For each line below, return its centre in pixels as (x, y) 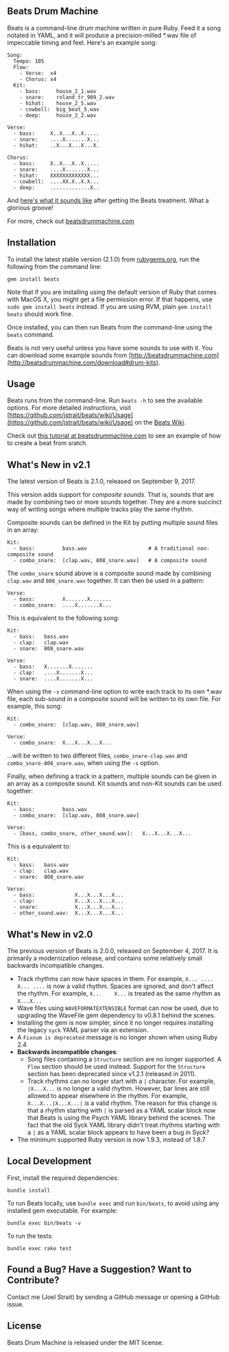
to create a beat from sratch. (47, 443)
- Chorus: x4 (38, 79)
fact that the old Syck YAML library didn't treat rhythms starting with (123, 1125)
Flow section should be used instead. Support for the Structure (116, 1066)
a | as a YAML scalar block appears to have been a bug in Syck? (118, 1133)
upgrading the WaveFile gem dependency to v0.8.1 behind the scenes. (116, 1016)
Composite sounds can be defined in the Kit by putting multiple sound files (112, 523)
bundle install (29, 1190)
